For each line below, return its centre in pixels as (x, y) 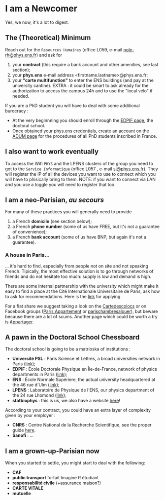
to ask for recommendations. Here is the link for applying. (64, 296)
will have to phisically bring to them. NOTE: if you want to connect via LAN (81, 179)
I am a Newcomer (41, 9)
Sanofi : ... (23, 435)
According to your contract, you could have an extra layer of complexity (78, 410)
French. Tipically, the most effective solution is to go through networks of (79, 271)
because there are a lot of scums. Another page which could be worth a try (81, 316)
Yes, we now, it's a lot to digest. (37, 22)
